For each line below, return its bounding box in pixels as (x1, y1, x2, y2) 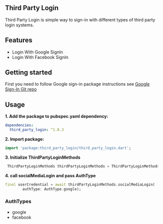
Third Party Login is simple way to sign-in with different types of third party (5, 17, 155, 22)
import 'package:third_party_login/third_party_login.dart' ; (5, 146, 131, 150)
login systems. (5, 22, 34, 28)
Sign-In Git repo (5, 86, 37, 92)
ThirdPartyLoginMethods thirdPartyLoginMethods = (7, 164, 110, 168)
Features (5, 36, 33, 44)
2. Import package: (5, 136, 45, 142)
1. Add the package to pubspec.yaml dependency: (5, 113, 108, 119)
